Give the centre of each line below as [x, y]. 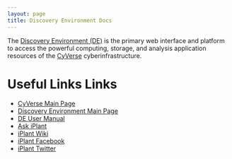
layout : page [27, 14]
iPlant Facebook [41, 141]
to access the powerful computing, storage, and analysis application [107, 48]
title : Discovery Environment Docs [60, 20]
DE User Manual [41, 119]
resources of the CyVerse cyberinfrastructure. [75, 55]
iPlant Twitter [37, 148]
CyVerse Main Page [46, 104]
